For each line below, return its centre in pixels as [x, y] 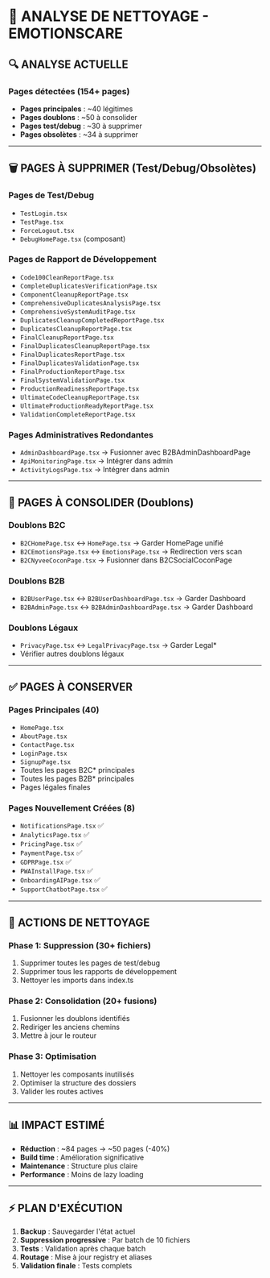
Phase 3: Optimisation [52, 1056]
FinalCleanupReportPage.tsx [67, 338]
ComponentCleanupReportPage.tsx [74, 295]
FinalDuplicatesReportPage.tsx [72, 355]
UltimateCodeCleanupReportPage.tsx [80, 397]
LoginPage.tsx [43, 754]
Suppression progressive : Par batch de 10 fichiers [105, 1240]
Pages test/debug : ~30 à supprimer [81, 126]
